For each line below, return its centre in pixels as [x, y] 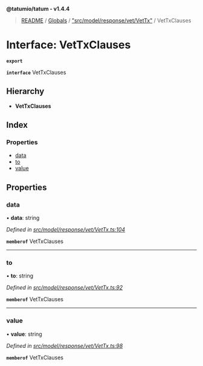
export [14, 61]
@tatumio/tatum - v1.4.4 [38, 9]
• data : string [23, 218]
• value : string [24, 334]
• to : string [20, 276]
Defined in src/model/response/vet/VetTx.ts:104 [66, 230]
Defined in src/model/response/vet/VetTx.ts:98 [65, 345]
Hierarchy [25, 91]
